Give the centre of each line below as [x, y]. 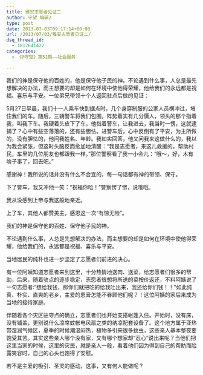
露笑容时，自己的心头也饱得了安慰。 [51, 353]
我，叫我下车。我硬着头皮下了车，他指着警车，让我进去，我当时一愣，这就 [99, 123]
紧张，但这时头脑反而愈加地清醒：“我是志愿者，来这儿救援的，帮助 [105, 146]
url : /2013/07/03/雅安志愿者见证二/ [49, 35]
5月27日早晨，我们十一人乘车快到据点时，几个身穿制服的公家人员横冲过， [98, 108]
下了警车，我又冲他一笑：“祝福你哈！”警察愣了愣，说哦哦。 [80, 187]
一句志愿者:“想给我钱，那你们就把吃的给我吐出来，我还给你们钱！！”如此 [97, 287]
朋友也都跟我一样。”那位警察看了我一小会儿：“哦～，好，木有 [118, 154]
